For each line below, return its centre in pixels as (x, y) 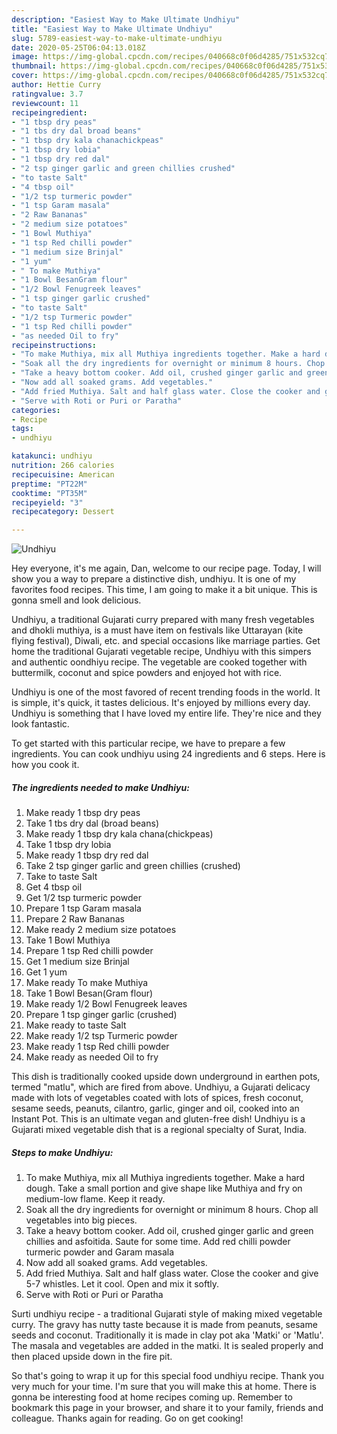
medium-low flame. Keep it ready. (95, 1199)
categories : (36, 410)
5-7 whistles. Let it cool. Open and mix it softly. (122, 1284)
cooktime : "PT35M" (49, 493)
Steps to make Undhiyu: (62, 1152)
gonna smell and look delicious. (76, 600)
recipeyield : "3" (47, 502)
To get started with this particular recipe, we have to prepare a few (148, 743)
